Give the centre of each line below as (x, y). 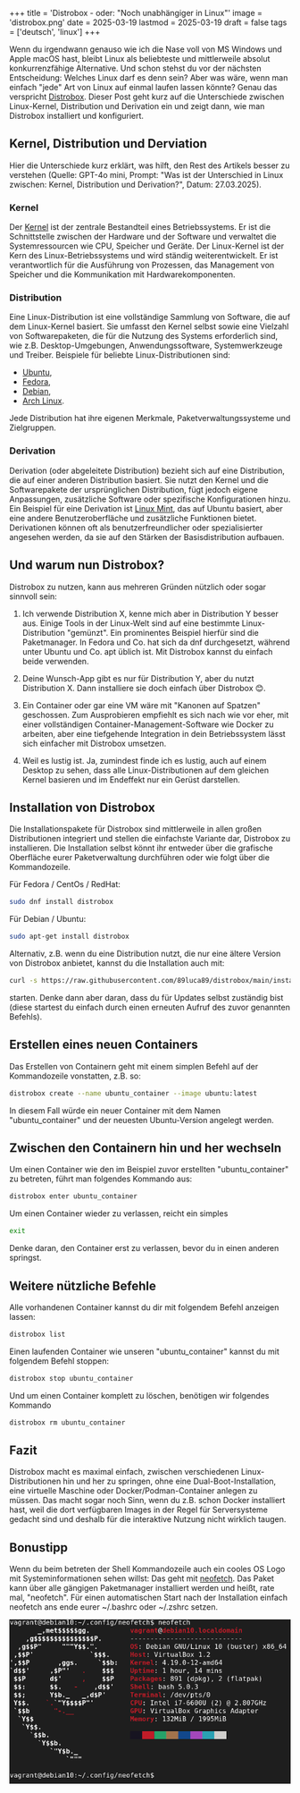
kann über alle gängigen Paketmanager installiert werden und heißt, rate (142, 1588)
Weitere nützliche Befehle (83, 1286)
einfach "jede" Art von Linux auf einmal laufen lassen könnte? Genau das (143, 87)
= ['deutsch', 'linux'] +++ (55, 32)
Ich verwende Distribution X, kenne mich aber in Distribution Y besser (150, 613)
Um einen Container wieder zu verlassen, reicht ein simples (119, 1214)
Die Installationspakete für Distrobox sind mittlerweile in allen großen (135, 829)
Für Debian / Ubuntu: (48, 919)
